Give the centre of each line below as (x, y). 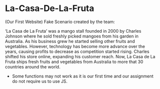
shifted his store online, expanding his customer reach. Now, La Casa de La (80, 56)
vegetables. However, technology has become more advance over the (75, 46)
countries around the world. (33, 67)
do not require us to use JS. (40, 81)
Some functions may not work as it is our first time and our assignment (83, 76)
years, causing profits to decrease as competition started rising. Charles (77, 51)
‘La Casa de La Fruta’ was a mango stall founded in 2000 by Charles (73, 31)
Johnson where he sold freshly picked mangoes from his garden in (72, 36)
